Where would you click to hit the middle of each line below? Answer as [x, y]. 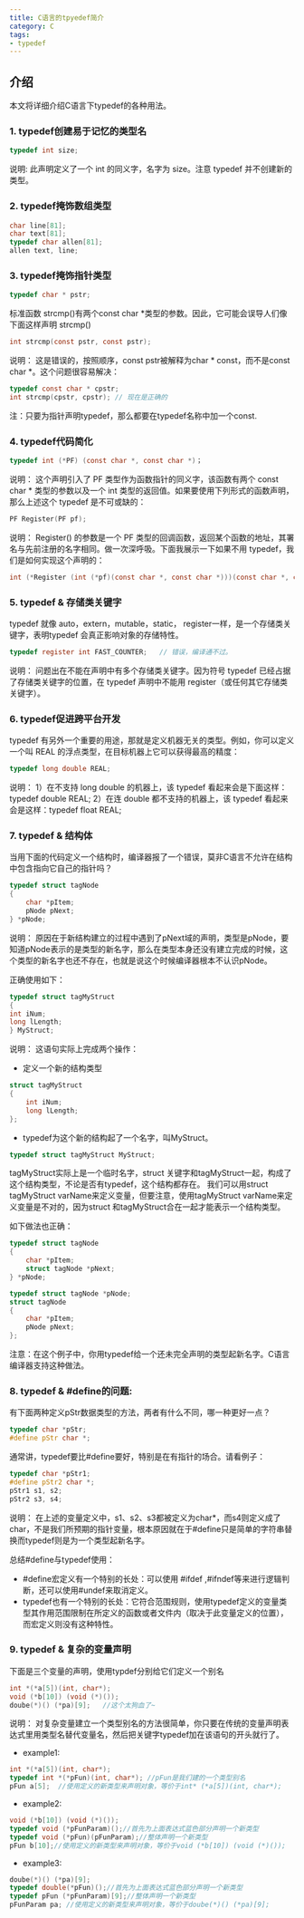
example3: [42, 1863]
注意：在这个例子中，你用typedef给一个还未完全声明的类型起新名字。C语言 [150, 1354]
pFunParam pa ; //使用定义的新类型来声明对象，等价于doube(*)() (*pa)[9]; [139, 1905]
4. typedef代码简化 [51, 441]
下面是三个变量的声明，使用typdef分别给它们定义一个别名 [117, 1671]
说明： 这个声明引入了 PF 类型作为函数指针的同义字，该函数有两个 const [144, 479]
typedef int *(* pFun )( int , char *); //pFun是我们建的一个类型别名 [128, 1778]
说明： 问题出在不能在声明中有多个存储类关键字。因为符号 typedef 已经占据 [150, 670]
